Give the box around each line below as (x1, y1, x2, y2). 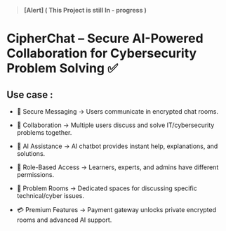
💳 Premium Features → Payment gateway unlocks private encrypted (16, 206, 217, 213)
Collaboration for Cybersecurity (6, 46, 197, 62)
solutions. (16, 150, 46, 157)
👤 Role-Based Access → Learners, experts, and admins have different (16, 163, 219, 171)
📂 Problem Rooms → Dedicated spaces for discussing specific (16, 184, 197, 192)
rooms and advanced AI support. (16, 216, 112, 224)
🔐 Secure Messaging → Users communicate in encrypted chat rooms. (16, 107, 219, 115)
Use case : (6, 88, 53, 100)
